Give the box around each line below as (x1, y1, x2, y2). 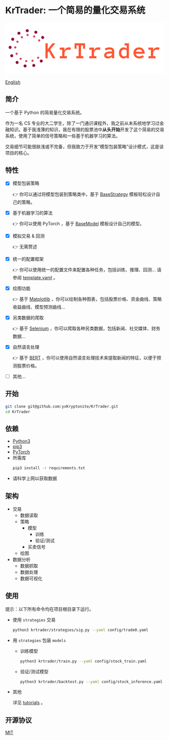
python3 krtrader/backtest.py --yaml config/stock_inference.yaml (20, 679, 163, 684)
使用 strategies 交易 (12, 617, 56, 623)
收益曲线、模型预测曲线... (12, 304, 66, 310)
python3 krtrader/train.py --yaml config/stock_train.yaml (20, 659, 147, 664)
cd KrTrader (5, 409, 30, 414)
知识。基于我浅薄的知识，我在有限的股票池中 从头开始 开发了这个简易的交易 (9, 126, 164, 132)
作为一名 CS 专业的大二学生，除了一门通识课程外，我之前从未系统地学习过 (5, 120, 160, 126)
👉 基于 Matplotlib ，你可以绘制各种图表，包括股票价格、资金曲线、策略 (12, 296, 162, 302)
